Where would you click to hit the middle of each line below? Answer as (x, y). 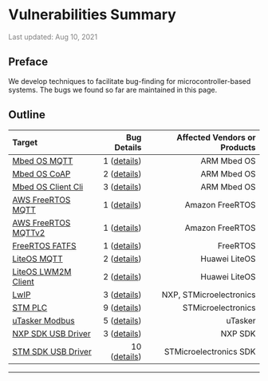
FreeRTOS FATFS (45, 245)
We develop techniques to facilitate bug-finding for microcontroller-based (130, 81)
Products (238, 147)
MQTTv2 (29, 232)
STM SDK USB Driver (52, 351)
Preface (28, 62)
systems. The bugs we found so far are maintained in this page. (113, 89)
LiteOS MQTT (37, 259)
